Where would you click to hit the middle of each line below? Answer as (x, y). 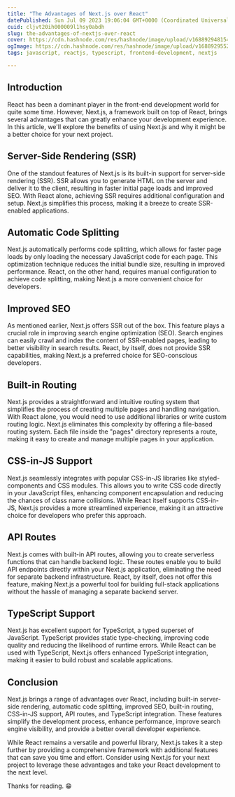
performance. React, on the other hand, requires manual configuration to (112, 272)
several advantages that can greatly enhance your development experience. (117, 119)
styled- (209, 478)
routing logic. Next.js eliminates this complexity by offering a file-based (110, 424)
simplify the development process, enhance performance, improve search (114, 722)
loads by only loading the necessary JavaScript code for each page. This (113, 257)
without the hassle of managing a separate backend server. (93, 591)
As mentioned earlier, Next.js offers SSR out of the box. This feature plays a (116, 326)
